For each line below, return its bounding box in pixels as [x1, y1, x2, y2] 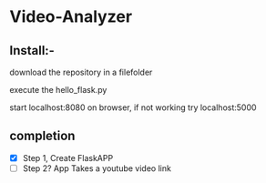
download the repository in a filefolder [9, 66, 153, 77]
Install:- [9, 43, 55, 58]
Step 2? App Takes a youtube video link [22, 162, 171, 174]
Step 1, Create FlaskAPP [22, 152, 114, 163]
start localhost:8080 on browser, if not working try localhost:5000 [9, 102, 257, 113]
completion [9, 128, 76, 144]
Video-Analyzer [9, 6, 133, 27]
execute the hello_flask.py [9, 85, 107, 95]
